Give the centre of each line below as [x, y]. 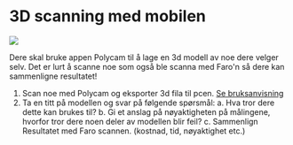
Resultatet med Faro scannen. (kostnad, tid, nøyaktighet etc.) [134, 131]
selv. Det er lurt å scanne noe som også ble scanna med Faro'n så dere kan [147, 66]
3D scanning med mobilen [107, 16]
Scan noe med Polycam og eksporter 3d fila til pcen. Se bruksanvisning [153, 93]
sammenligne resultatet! [53, 76]
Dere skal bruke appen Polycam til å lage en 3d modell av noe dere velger [144, 57]
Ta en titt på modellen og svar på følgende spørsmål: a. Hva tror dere [148, 103]
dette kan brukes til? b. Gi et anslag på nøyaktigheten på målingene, [146, 111]
